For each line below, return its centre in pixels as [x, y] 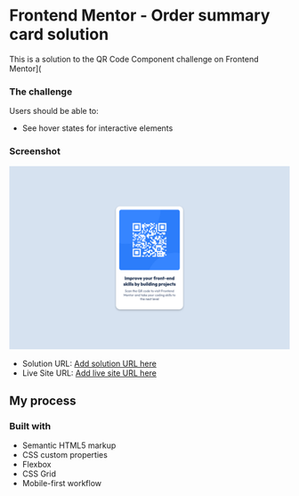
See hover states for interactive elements [97, 128]
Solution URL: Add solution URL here [89, 363]
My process [43, 401]
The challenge [41, 92]
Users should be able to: [54, 111]
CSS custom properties [65, 455]
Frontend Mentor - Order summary [140, 16]
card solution [59, 34]
